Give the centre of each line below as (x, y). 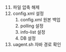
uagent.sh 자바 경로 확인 (37, 44)
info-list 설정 (33, 32)
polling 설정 (32, 26)
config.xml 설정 (28, 13)
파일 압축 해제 (26, 7)
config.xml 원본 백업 (40, 20)
